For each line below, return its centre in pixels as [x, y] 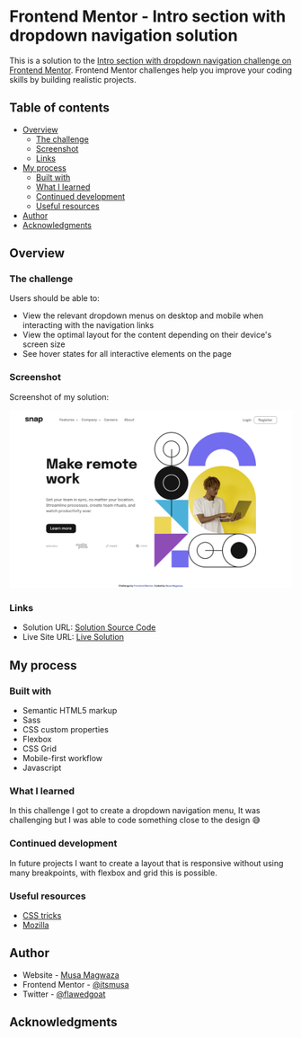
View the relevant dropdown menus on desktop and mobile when [142, 315]
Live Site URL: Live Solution [73, 637]
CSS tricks [42, 916]
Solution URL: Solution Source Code [89, 627]
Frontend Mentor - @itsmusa [75, 984]
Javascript [42, 768]
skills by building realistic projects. [73, 79]
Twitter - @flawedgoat [64, 994]
